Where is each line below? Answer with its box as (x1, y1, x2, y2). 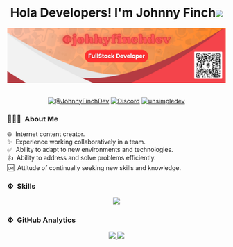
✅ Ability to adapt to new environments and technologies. (7, 145, 173, 153)
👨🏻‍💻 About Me (7, 114, 59, 123)
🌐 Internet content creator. (7, 130, 85, 138)
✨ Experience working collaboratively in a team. (7, 137, 146, 146)
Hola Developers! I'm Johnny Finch (10, 5, 216, 21)
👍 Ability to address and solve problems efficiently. (7, 153, 156, 162)
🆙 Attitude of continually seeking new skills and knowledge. (7, 163, 182, 171)
